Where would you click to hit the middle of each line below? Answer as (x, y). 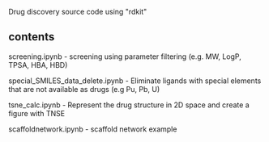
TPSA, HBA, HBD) (38, 65)
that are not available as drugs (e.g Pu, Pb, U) (84, 89)
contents (32, 37)
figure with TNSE (37, 113)
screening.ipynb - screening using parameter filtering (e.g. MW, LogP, (125, 56)
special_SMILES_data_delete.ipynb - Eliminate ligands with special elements (135, 81)
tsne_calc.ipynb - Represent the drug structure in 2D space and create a (129, 105)
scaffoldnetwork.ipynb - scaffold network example (93, 129)
